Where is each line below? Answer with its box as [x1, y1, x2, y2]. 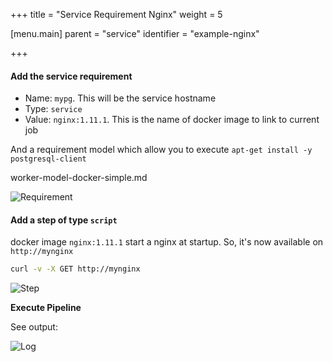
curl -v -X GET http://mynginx [10, 264, 141, 274]
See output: [10, 321, 58, 333]
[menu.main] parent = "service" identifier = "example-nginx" [10, 28, 260, 39]
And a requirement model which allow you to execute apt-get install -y [10, 144, 313, 156]
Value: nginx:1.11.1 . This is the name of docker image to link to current [24, 114, 320, 126]
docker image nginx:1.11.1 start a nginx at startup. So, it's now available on [10, 236, 324, 248]
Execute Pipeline [10, 302, 82, 314]
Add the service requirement [10, 70, 133, 82]
